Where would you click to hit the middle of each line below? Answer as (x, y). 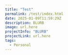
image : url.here (21, 27)
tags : (10, 41)
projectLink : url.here (28, 36)
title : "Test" (19, 9)
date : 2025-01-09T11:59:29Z (33, 18)
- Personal (20, 45)
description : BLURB (25, 23)
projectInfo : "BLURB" (27, 32)
